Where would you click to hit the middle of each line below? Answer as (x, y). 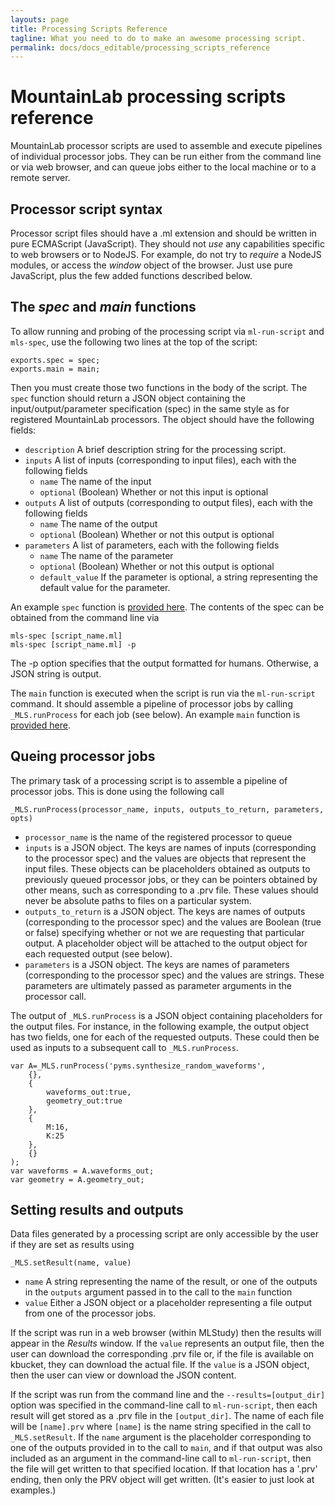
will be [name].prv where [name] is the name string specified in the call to (161, 1427)
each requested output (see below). (98, 953)
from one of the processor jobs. (90, 1313)
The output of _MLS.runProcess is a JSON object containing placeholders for (166, 1015)
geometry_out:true (84, 1101)
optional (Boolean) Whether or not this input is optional (154, 492)
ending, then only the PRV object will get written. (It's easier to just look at (162, 1480)
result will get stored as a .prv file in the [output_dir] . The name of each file (167, 1416)
